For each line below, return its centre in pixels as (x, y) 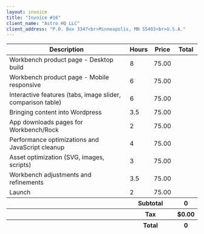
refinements (26, 182)
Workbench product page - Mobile (59, 77)
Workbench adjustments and (50, 175)
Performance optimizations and (54, 140)
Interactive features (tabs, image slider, (65, 95)
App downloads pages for (46, 122)
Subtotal (150, 204)
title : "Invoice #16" (34, 18)
